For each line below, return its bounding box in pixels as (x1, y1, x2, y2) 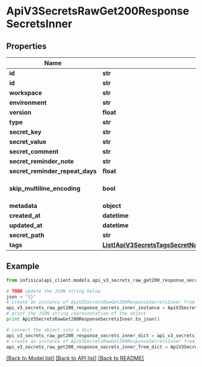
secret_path (9, 231, 44, 239)
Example (6, 261, 40, 272)
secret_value (9, 137, 47, 146)
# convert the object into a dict (6, 327, 93, 333)
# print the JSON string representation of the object (6, 310, 147, 317)
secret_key (9, 128, 42, 136)
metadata (9, 202, 37, 210)
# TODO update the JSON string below (6, 288, 101, 294)
